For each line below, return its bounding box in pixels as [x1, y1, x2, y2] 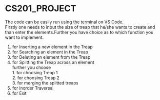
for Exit [12, 90, 27, 96]
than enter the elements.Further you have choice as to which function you [5, 29, 154, 35]
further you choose [12, 64, 51, 70]
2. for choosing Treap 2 [12, 75, 60, 81]
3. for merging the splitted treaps [12, 80, 79, 85]
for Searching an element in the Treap [12, 49, 89, 55]
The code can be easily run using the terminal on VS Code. [5, 19, 123, 25]
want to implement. [5, 34, 44, 40]
